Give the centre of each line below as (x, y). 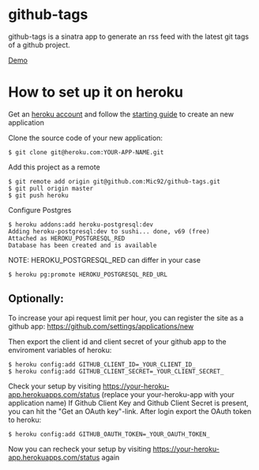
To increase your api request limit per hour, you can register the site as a (126, 317)
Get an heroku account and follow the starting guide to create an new (121, 114)
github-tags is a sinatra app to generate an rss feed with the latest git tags (129, 36)
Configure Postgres (40, 210)
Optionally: (36, 299)
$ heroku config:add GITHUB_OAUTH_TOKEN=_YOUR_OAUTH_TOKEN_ (109, 434)
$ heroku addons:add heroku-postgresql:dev (81, 224)
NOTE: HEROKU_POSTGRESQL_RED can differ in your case (105, 260)
